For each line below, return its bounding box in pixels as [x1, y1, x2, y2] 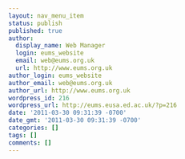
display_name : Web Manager [15, 42, 106, 50]
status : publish [8, 19, 62, 27]
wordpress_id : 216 [8, 94, 70, 102]
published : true [8, 26, 62, 35]
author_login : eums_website [8, 71, 103, 79]
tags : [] [8, 131, 38, 139]
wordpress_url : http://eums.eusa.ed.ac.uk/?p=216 [8, 101, 178, 109]
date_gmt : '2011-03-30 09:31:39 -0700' [8, 116, 142, 124]
